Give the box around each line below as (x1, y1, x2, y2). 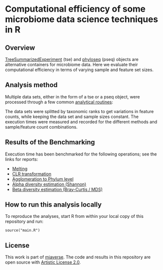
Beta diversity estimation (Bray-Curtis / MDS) (12, 186, 103, 192)
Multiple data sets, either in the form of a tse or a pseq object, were (5, 94, 140, 99)
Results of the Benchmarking (5, 138, 95, 147)
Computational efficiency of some (5, 3, 146, 15)
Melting (12, 166, 28, 172)
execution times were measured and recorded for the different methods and (5, 118, 157, 125)
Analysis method (5, 81, 58, 89)
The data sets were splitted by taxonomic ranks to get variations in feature (5, 108, 154, 114)
